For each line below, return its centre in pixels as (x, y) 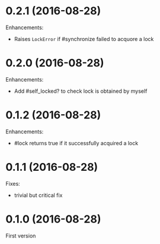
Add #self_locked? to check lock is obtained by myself (81, 91)
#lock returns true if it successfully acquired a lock (76, 143)
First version (21, 236)
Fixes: (13, 183)
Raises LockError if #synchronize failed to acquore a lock (84, 39)
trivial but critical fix (38, 195)
